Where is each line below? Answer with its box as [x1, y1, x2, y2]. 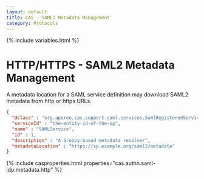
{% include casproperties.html [6, 160, 83, 167]
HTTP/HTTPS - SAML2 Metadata [6, 58, 175, 72]
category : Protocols [6, 20, 59, 26]
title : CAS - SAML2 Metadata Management [6, 15, 110, 21]
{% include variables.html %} [6, 37, 80, 44]
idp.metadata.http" [6, 166, 53, 174]
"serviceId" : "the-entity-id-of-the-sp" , [12, 121, 121, 127]
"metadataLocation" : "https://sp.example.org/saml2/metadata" [12, 143, 175, 149]
